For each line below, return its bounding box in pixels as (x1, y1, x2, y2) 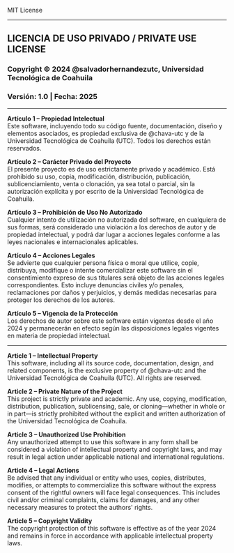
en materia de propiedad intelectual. (7, 331, 111, 340)
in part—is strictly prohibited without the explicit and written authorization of (7, 409, 226, 418)
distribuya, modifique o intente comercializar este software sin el (7, 266, 193, 274)
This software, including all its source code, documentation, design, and (7, 358, 214, 367)
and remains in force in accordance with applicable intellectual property (7, 531, 214, 540)
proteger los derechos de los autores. (7, 296, 115, 304)
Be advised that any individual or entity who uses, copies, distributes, (7, 474, 207, 482)
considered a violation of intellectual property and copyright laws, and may (7, 445, 222, 453)
